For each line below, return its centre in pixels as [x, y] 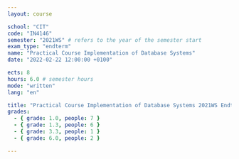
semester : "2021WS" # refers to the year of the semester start [105, 40]
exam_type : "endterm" [39, 47]
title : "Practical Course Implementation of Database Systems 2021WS [113, 105]
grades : [19, 112]
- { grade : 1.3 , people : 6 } [57, 125]
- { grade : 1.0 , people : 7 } [57, 119]
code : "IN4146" [30, 33]
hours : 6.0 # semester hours [51, 79]
